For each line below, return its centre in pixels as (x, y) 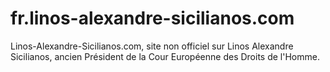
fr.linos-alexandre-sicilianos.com (152, 18)
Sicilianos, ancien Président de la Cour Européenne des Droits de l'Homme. (165, 56)
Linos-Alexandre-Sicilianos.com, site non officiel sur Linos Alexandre (152, 46)
